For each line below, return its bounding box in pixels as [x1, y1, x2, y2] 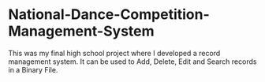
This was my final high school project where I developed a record [8, 48, 221, 58]
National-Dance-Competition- [8, 6, 211, 24]
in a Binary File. [8, 65, 58, 74]
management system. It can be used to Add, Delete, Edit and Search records [8, 57, 257, 66]
